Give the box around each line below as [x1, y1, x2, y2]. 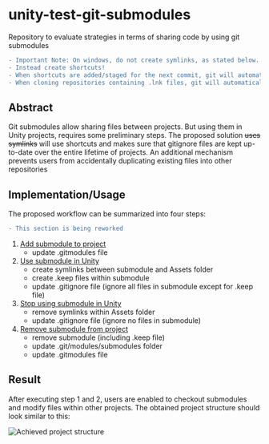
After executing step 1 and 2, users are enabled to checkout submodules [8, 394, 247, 404]
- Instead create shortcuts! [8, 63, 106, 71]
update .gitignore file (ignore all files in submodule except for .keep [31, 281, 254, 291]
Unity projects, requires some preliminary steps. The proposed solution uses [8, 131, 261, 140]
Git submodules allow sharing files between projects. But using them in [8, 122, 243, 131]
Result [8, 373, 42, 386]
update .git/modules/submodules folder [31, 341, 163, 350]
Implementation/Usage [8, 188, 126, 201]
